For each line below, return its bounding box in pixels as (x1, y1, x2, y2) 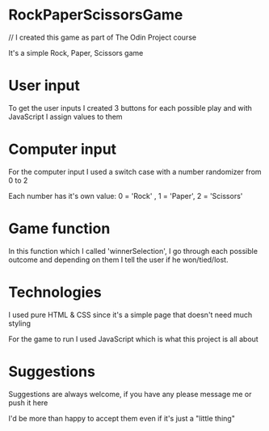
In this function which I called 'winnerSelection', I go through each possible (8, 246, 258, 256)
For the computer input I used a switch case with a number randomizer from (8, 167, 262, 176)
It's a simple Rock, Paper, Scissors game (8, 48, 144, 57)
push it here (8, 398, 48, 408)
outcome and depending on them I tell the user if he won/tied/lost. (8, 255, 229, 264)
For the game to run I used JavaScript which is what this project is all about (8, 334, 258, 344)
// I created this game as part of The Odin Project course (8, 32, 196, 42)
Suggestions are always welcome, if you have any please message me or (8, 389, 252, 399)
